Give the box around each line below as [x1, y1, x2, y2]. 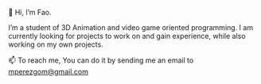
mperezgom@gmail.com [8, 67, 89, 76]
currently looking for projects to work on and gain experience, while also [8, 32, 246, 40]
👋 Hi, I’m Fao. [8, 8, 52, 17]
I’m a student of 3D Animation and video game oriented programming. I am [8, 23, 253, 32]
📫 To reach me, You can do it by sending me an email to [8, 55, 194, 65]
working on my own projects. [8, 40, 103, 49]
